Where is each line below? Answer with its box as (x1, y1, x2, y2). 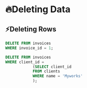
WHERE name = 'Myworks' (32, 74, 83, 79)
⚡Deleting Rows (5, 24, 56, 34)
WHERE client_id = (5, 60, 44, 65)
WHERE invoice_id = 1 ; (5, 45, 53, 50)
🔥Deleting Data (5, 4, 71, 15)
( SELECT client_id (32, 64, 72, 69)
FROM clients (32, 69, 60, 74)
